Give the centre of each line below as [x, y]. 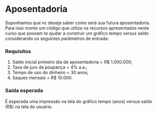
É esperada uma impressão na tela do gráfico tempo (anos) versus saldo [79, 101]
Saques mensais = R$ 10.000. [42, 78]
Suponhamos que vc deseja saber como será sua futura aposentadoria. [78, 23]
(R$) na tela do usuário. [29, 107]
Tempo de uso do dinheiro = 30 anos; [50, 73]
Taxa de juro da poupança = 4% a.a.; [50, 67]
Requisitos [18, 51]
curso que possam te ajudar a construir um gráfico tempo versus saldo [77, 33]
